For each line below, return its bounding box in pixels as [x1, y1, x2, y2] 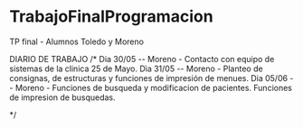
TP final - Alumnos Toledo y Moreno [9, 36, 145, 47]
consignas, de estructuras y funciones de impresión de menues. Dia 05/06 [9, 72, 288, 83]
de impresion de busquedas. [9, 92, 116, 103]
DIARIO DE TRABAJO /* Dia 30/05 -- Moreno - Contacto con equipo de [9, 53, 275, 64]
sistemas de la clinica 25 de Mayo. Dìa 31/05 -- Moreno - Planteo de [9, 63, 264, 74]
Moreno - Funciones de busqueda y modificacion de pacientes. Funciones [14, 82, 292, 93]
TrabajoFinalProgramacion [9, 6, 214, 27]
